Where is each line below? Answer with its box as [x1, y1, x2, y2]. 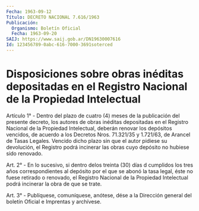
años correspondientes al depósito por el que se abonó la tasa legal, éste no [6, 167, 193, 175]
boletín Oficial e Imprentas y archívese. [6, 198, 102, 205]
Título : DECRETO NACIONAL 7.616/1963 [6, 14, 100, 20]
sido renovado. [6, 149, 43, 157]
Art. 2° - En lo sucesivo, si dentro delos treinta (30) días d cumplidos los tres [6, 161, 194, 168]
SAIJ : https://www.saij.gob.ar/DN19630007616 [6, 36, 121, 42]
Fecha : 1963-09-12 [6, 8, 52, 15]
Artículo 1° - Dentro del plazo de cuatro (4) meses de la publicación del [6, 112, 180, 119]
